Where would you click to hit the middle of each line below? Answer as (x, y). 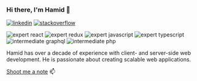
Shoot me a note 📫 (31, 72)
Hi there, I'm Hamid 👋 (38, 10)
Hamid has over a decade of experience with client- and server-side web (99, 53)
